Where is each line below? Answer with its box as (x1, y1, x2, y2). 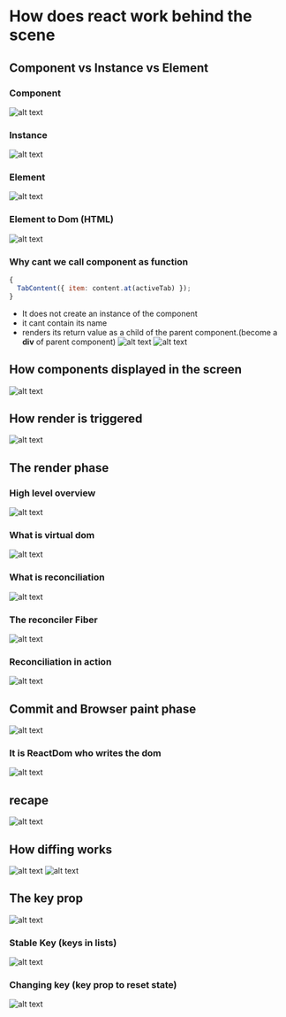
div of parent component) (21, 336, 117, 347)
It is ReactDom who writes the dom (9, 746, 162, 759)
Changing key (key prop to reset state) (9, 978, 177, 990)
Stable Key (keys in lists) (9, 936, 117, 949)
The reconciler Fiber (9, 613, 99, 626)
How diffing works (9, 842, 113, 857)
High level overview (9, 487, 96, 499)
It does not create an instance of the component (21, 308, 199, 319)
